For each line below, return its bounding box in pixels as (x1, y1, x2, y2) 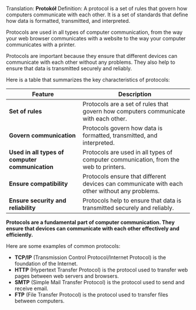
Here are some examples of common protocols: (6, 243, 121, 249)
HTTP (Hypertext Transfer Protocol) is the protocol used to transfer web (14, 266, 188, 273)
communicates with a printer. (6, 41, 76, 48)
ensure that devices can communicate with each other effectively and (6, 225, 180, 232)
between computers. (14, 298, 65, 304)
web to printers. (82, 163, 126, 171)
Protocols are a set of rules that (82, 100, 169, 108)
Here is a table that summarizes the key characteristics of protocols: (6, 76, 170, 83)
